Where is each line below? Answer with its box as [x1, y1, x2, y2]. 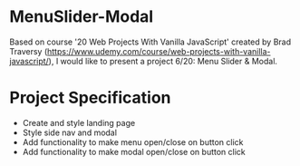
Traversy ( [9, 45, 48, 56]
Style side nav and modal [22, 127, 118, 138]
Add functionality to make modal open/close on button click [22, 146, 247, 157]
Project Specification [9, 88, 171, 108]
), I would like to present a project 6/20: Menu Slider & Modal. [48, 55, 278, 66]
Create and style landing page [22, 117, 136, 128]
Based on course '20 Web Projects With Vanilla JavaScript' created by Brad [9, 36, 292, 47]
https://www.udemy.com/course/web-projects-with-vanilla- [46, 45, 271, 56]
